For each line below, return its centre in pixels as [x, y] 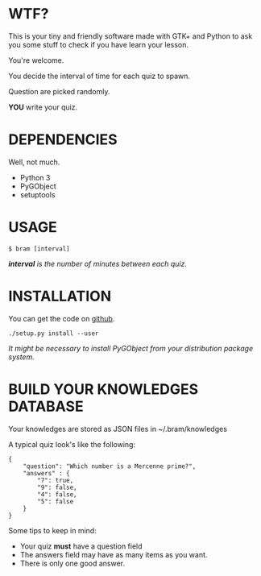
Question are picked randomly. [59, 91]
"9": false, [58, 487]
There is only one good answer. [72, 563]
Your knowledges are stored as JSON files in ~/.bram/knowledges [118, 429]
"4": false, [58, 494]
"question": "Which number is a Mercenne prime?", [110, 466]
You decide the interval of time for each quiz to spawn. [99, 76]
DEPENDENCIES [63, 140]
